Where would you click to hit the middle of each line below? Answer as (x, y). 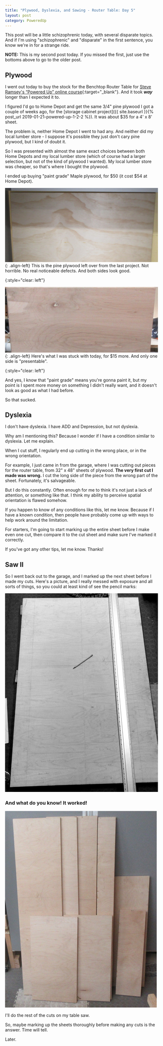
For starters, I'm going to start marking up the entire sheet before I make (77, 530)
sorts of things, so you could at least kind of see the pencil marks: (71, 587)
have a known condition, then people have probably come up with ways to (79, 515)
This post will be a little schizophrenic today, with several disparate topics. (79, 35)
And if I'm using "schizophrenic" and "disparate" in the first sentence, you (79, 40)
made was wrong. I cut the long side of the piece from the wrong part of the (81, 476)
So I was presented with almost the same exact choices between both (75, 151)
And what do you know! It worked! (46, 803)
